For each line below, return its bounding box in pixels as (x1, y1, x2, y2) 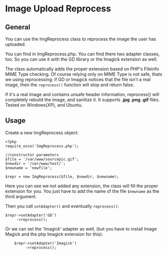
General (5, 23, 31, 31)
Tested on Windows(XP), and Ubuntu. (5, 102, 83, 108)
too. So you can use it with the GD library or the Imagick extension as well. (5, 56, 158, 62)
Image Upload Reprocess (5, 3, 111, 14)
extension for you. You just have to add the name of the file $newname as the (5, 188, 160, 194)
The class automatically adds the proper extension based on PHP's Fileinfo (5, 66, 160, 72)
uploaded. (5, 41, 26, 47)
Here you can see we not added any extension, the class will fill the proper (5, 183, 159, 189)
